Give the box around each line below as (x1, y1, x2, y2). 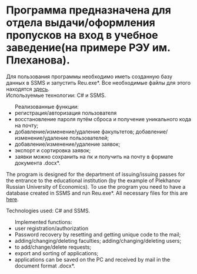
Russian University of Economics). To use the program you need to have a (6, 183, 186, 190)
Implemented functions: (14, 218, 72, 225)
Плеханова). (6, 54, 71, 67)
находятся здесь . (6, 85, 50, 92)
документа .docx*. (14, 159, 61, 166)
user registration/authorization (14, 225, 89, 232)
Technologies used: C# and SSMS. (6, 207, 90, 214)
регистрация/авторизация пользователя (14, 109, 117, 116)
